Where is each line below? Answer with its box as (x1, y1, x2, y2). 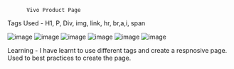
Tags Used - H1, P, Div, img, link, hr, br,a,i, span (7, 19, 146, 27)
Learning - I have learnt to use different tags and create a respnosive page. (7, 46, 228, 54)
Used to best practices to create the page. (7, 54, 132, 62)
